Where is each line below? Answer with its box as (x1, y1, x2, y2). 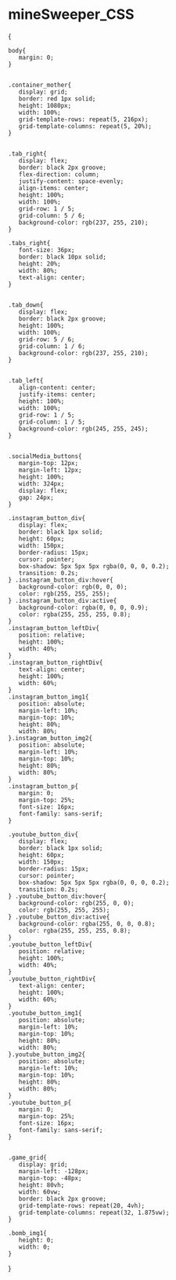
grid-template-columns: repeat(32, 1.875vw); (18, 1208, 170, 1216)
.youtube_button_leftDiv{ (8, 941, 92, 948)
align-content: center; (18, 383, 96, 391)
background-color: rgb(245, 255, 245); (18, 424, 149, 433)
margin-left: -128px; (18, 1167, 89, 1175)
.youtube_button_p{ (8, 1098, 72, 1106)
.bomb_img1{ (8, 1229, 47, 1237)
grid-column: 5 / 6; (18, 211, 86, 219)
